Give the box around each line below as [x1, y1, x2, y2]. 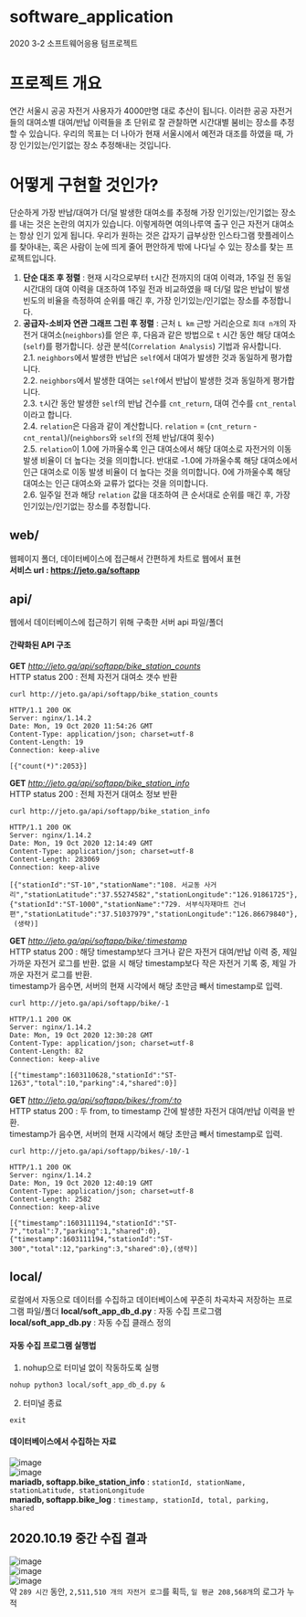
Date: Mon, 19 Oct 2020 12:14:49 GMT [9, 838, 153, 847]
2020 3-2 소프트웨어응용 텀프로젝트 [9, 37, 139, 48]
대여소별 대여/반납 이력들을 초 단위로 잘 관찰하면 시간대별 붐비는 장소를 [26, 116, 279, 127]
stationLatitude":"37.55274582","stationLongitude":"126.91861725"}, [27, 889, 299, 899]
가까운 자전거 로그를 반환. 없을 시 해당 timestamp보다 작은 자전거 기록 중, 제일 [9, 957, 288, 968]
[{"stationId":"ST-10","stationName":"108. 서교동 [9, 880, 201, 889]
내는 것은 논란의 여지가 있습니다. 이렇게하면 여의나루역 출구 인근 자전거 [18, 218, 270, 229]
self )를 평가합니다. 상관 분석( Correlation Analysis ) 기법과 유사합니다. [26, 340, 281, 351]
